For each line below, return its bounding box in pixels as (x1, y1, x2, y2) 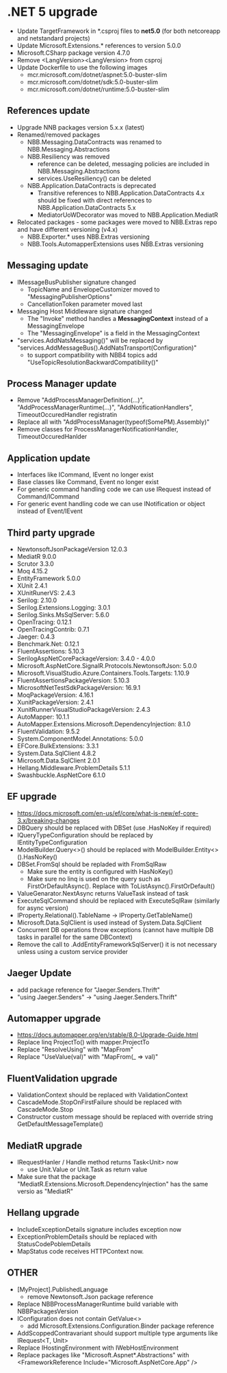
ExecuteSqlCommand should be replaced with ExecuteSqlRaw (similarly (16, 896, 220, 905)
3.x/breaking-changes (16, 816, 80, 824)
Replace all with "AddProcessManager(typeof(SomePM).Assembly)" (16, 418, 210, 426)
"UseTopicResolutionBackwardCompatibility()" (27, 358, 159, 366)
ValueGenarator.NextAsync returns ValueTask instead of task (16, 889, 189, 897)
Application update (7, 452, 91, 464)
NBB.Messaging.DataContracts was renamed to (27, 138, 162, 146)
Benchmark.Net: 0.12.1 (16, 640, 80, 648)
